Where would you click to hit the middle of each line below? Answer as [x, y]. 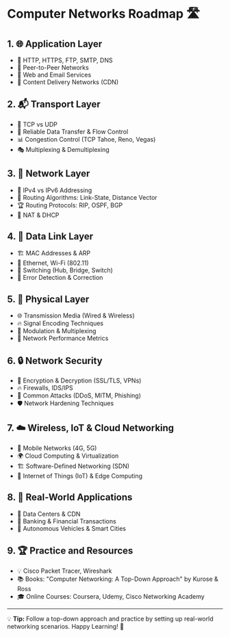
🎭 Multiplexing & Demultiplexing [63, 149]
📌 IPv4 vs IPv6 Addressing [54, 190]
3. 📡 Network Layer [49, 173]
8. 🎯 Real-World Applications [70, 497]
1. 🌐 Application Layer [55, 43]
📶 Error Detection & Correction [60, 278]
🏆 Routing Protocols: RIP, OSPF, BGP [70, 205]
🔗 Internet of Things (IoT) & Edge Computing [79, 476]
